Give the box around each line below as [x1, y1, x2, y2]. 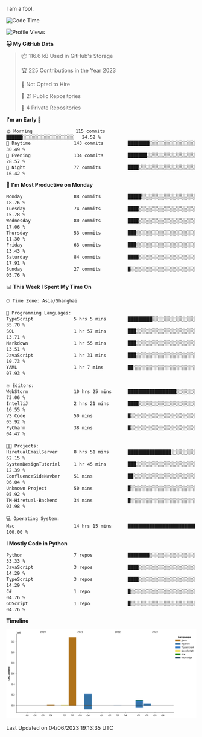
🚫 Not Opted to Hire [21, 81, 71, 88]
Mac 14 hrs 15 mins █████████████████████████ [6, 523, 196, 529]
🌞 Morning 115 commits [6, 128, 106, 134]
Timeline [6, 617, 29, 625]
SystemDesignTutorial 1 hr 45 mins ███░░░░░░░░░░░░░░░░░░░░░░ [6, 461, 196, 467]
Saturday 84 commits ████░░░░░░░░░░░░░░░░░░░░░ [6, 254, 196, 260]
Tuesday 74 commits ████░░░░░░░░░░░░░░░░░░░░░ [6, 206, 196, 212]
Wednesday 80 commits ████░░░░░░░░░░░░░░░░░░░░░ [6, 218, 196, 224]
